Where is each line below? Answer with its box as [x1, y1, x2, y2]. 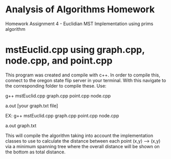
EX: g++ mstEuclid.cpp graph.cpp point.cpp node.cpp [5, 112, 119, 118]
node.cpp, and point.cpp [5, 55, 113, 67]
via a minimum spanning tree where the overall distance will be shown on [5, 143, 160, 149]
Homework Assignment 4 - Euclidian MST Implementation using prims [5, 21, 154, 27]
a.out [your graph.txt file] [5, 103, 58, 109]
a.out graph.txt [5, 122, 37, 129]
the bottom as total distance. [5, 149, 66, 155]
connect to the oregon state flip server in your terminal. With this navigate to [5, 77, 166, 83]
